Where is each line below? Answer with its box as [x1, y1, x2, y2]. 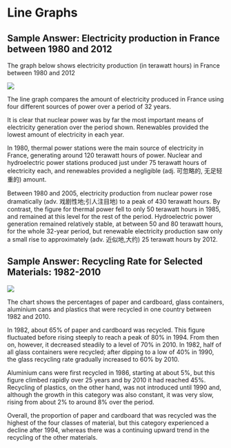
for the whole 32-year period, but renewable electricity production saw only [7, 227, 223, 235]
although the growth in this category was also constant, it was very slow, [7, 390, 214, 398]
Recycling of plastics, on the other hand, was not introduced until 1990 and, [7, 383, 222, 391]
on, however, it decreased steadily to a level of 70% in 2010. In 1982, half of [7, 340, 222, 349]
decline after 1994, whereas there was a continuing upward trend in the [7, 426, 210, 434]
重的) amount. [7, 175, 47, 184]
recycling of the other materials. [7, 433, 98, 441]
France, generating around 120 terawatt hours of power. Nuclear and [7, 151, 202, 159]
